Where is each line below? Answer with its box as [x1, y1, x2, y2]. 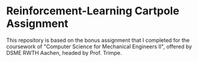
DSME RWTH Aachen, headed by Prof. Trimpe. [6, 49, 122, 56]
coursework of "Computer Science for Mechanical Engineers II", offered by [6, 43, 193, 50]
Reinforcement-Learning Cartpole [6, 4, 179, 18]
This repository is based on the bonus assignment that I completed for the [6, 36, 190, 44]
